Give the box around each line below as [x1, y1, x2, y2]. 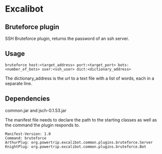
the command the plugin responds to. [5, 122, 80, 128]
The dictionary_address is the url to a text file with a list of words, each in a [5, 75, 154, 81]
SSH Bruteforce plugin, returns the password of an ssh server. [5, 35, 130, 41]
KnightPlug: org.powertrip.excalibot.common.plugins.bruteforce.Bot [5, 144, 146, 149]
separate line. [5, 80, 32, 86]
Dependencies [5, 95, 50, 103]
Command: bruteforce [5, 136, 47, 140]
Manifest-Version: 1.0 [5, 131, 51, 137]
